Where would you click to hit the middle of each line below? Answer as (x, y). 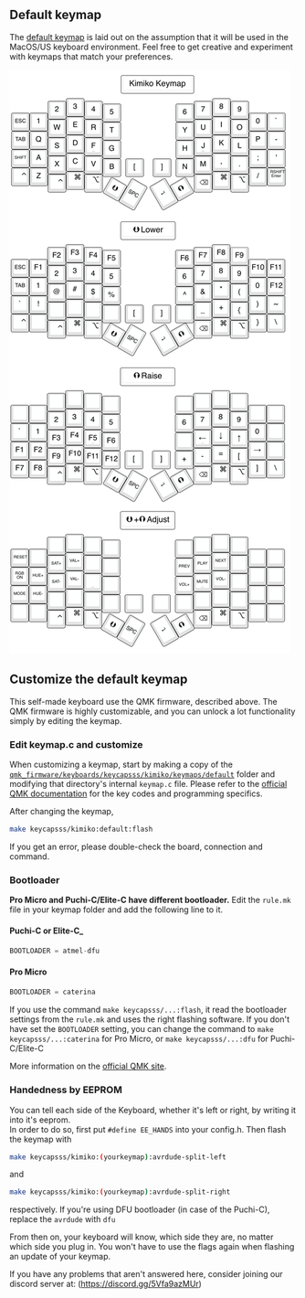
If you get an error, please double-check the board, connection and (136, 846)
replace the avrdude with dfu (63, 1219)
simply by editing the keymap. (66, 720)
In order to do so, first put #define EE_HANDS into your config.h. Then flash (148, 1129)
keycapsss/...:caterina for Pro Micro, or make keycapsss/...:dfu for (139, 1039)
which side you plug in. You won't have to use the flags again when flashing (152, 1247)
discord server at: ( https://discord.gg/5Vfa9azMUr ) (106, 1284)
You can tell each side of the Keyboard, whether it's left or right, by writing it (153, 1110)
